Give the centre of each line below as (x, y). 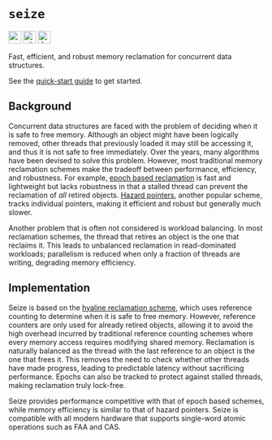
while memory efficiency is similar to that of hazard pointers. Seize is (123, 409)
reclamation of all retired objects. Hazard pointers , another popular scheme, (135, 195)
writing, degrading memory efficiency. (72, 262)
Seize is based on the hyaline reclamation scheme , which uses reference (130, 308)
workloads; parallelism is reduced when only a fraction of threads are (125, 253)
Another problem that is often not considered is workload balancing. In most (136, 228)
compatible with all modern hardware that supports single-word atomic (127, 418)
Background (40, 107)
